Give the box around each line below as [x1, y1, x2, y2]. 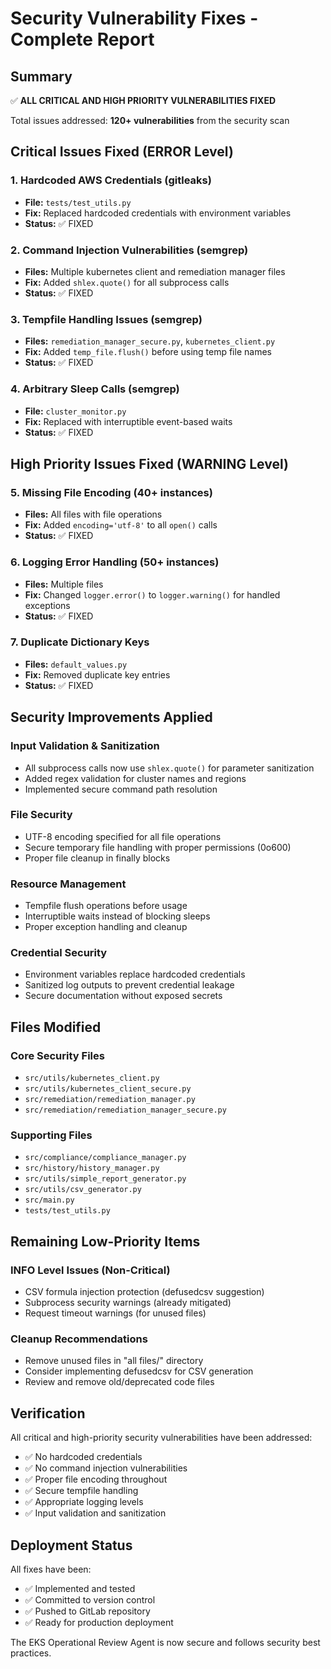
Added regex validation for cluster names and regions [24, 772, 247, 784]
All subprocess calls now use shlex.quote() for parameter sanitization [24, 762, 315, 774]
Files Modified [10, 1018, 102, 1036]
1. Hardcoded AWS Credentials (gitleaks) [10, 173, 212, 187]
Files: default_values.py [24, 658, 128, 670]
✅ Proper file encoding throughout [24, 1473, 168, 1486]
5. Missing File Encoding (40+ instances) [10, 485, 213, 499]
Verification [10, 1405, 86, 1422]
